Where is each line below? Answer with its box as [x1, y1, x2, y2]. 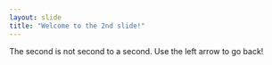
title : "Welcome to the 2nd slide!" [9, 21, 145, 30]
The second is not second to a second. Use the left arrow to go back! [9, 45, 264, 56]
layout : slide [9, 12, 62, 22]
